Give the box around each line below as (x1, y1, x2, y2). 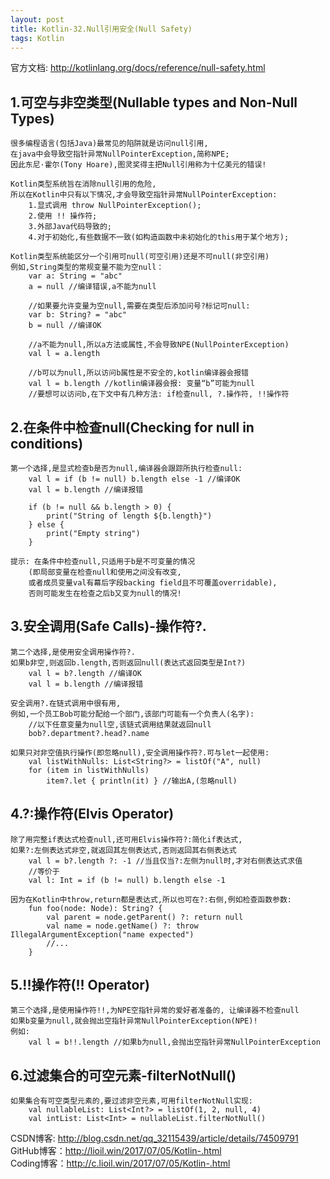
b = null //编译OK (28, 321, 102, 331)
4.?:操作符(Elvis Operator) (10, 806, 175, 823)
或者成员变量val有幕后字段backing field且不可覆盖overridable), (28, 578, 278, 588)
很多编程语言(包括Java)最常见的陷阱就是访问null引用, (10, 139, 209, 149)
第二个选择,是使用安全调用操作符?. (10, 647, 136, 657)
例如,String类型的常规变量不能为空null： (10, 262, 165, 273)
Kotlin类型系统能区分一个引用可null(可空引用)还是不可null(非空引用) (10, 252, 270, 262)
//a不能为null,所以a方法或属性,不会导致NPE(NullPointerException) (28, 340, 290, 350)
